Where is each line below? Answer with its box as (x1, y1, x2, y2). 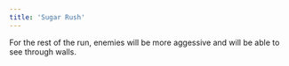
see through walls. (9, 46, 77, 57)
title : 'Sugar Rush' (9, 12, 86, 22)
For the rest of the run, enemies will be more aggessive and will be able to (9, 37, 280, 48)
